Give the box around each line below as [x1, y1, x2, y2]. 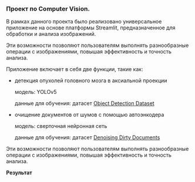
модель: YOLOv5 [14, 89, 57, 96]
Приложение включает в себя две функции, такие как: [6, 66, 143, 73]
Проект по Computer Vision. [6, 5, 90, 13]
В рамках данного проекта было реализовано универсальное [6, 18, 162, 25]
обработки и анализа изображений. [6, 31, 96, 38]
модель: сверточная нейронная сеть [14, 123, 107, 130]
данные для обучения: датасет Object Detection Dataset [14, 100, 154, 107]
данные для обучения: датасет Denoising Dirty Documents [14, 134, 160, 141]
